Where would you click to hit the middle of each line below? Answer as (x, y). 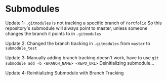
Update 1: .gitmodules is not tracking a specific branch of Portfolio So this (83, 23)
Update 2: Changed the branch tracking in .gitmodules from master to (78, 43)
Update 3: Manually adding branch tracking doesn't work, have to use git (82, 57)
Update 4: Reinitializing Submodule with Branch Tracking (65, 73)
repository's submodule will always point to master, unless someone (76, 28)
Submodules (32, 9)
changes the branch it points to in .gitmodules (53, 33)
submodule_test (21, 48)
